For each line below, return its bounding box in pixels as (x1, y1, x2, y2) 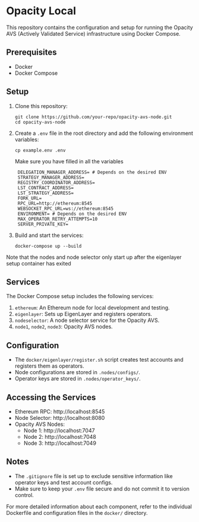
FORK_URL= (17, 195, 42, 201)
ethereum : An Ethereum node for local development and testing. (14, 304, 170, 311)
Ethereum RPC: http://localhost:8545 (14, 408, 105, 415)
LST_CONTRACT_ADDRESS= (17, 185, 74, 191)
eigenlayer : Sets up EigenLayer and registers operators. (14, 311, 153, 318)
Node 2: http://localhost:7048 (23, 434, 96, 440)
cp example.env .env (14, 147, 66, 153)
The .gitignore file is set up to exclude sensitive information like (14, 472, 173, 479)
